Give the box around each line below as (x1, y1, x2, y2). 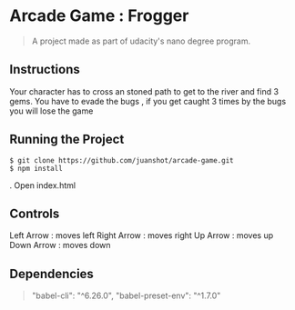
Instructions (9, 62, 80, 77)
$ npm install (9, 164, 64, 173)
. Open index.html (9, 179, 76, 191)
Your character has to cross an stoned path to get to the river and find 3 (9, 85, 280, 96)
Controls (9, 205, 60, 221)
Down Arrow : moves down (9, 240, 111, 251)
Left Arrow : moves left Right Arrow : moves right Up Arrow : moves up (9, 230, 274, 241)
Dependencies (9, 265, 94, 282)
